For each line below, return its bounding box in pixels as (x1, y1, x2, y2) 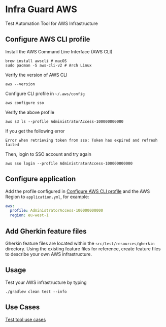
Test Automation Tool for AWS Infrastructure (5, 20, 98, 26)
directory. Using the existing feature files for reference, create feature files (5, 246, 161, 252)
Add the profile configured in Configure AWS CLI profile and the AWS (5, 188, 150, 194)
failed (5, 142, 19, 147)
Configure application (5, 175, 76, 183)
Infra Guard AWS (5, 4, 78, 15)
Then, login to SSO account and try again (5, 151, 91, 157)
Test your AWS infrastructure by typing (5, 279, 87, 285)
